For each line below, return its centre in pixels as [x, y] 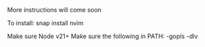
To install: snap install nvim [46, 23]
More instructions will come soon [55, 10]
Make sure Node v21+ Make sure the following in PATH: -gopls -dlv [102, 36]
